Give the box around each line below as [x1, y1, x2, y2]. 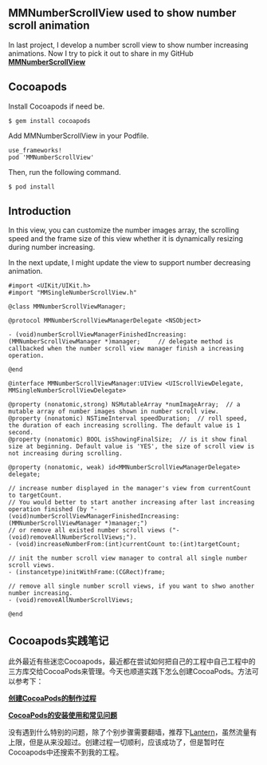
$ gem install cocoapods [8, 117, 91, 125]
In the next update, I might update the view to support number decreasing [8, 258, 251, 268]
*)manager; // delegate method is [104, 338, 234, 346]
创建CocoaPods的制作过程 [8, 694, 97, 704]
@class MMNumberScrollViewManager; [8, 303, 127, 311]
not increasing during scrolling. [8, 450, 124, 458]
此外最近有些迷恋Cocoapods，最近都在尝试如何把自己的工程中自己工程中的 [8, 656, 256, 666]
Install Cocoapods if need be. [8, 101, 105, 111]
